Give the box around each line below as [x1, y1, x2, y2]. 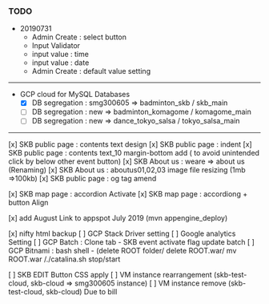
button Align [8, 198, 49, 208]
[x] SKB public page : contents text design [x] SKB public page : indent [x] [8, 140, 252, 149]
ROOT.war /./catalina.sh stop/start [8, 254, 121, 264]
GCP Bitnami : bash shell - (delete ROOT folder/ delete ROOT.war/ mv [8, 246, 237, 256]
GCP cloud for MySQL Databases [19, 90, 130, 99]
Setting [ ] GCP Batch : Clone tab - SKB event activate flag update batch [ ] [8, 237, 255, 247]
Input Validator [31, 41, 81, 51]
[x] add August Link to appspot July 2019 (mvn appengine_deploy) [8, 213, 228, 223]
